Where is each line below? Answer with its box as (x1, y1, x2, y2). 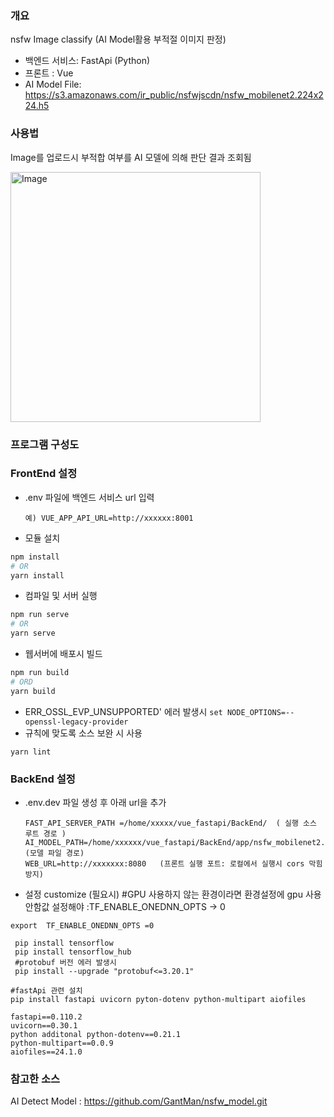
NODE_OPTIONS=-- (226, 707, 295, 717)
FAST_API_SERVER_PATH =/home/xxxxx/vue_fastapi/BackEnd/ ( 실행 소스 (24, 818, 317, 828)
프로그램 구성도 (10, 437, 80, 451)
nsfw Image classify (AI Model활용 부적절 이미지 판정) (10, 33, 227, 46)
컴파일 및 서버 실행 (24, 590, 98, 602)
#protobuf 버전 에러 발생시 (14, 957, 117, 967)
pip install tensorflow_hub (14, 947, 132, 957)
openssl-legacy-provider (24, 717, 129, 727)
